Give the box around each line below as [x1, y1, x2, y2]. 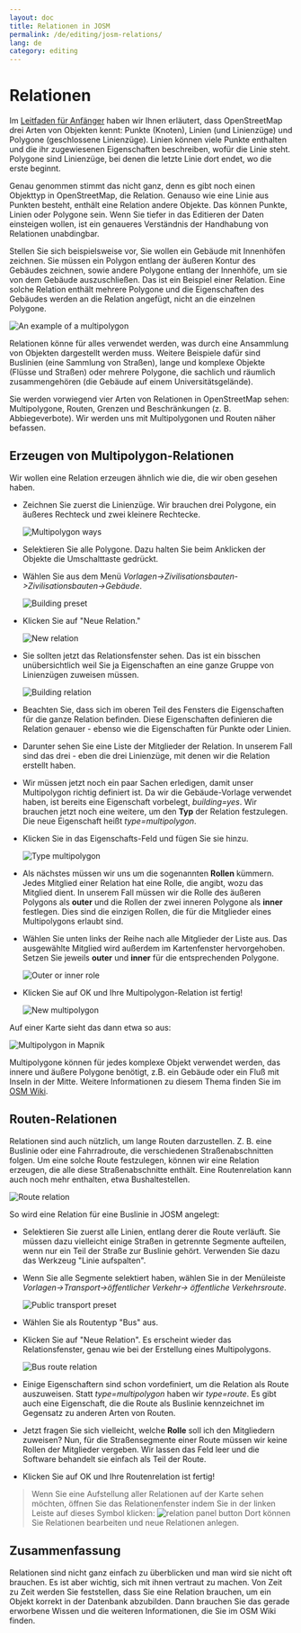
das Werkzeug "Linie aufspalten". [22, 1255, 146, 1266]
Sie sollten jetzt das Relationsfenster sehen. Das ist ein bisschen [22, 650, 261, 661]
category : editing [9, 47, 78, 56]
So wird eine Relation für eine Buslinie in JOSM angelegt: [9, 1208, 220, 1220]
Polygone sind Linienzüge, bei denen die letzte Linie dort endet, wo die [9, 154, 272, 165]
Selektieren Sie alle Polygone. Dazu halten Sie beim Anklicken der [22, 544, 267, 555]
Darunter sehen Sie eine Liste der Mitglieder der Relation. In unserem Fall [22, 740, 293, 752]
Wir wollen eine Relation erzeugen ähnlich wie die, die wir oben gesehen [9, 472, 279, 483]
